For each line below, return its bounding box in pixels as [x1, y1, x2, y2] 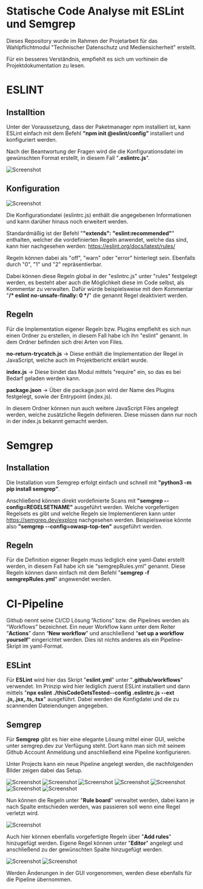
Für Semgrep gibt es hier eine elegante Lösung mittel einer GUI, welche [6, 735, 185, 743]
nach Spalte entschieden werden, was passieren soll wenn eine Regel [6, 803, 181, 810]
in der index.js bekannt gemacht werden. [6, 417, 108, 425]
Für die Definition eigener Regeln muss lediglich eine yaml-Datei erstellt [6, 556, 185, 564]
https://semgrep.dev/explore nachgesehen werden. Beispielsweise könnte [6, 516, 192, 524]
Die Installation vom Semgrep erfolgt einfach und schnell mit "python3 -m [6, 479, 192, 486]
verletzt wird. [6, 809, 39, 816]
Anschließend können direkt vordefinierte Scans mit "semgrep [6, 497, 164, 504]
